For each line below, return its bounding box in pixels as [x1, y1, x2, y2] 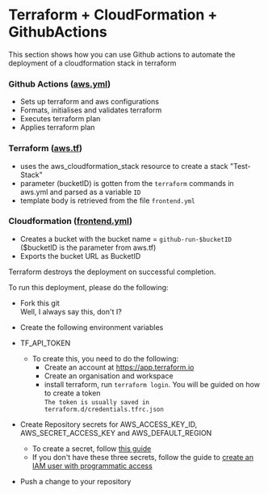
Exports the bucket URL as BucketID [19, 251, 141, 260]
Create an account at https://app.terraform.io [44, 362, 195, 372]
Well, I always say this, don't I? [19, 306, 123, 316]
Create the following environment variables [19, 322, 164, 332]
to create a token [44, 388, 101, 398]
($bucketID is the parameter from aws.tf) [19, 243, 157, 252]
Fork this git [19, 298, 61, 308]
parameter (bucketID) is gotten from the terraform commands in [19, 178, 234, 188]
